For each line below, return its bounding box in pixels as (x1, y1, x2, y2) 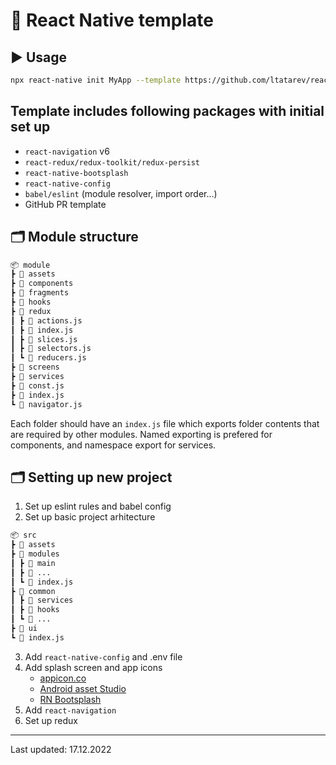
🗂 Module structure (10, 229, 139, 246)
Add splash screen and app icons (24, 661, 163, 673)
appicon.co (39, 672, 87, 684)
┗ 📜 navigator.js (10, 399, 83, 409)
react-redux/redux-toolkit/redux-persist (24, 157, 200, 168)
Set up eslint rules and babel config (24, 500, 172, 513)
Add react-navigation (24, 704, 117, 716)
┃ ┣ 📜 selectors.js (10, 344, 92, 354)
